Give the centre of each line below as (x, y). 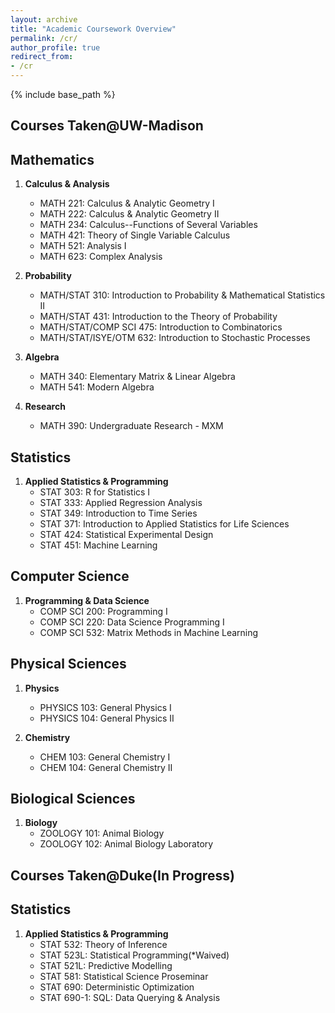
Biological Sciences (73, 799)
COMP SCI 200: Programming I (103, 611)
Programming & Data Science (87, 600)
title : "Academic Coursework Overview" (93, 29)
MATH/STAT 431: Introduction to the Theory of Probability (158, 317)
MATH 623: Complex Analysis (101, 257)
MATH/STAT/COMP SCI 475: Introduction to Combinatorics (161, 327)
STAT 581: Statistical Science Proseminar (124, 976)
